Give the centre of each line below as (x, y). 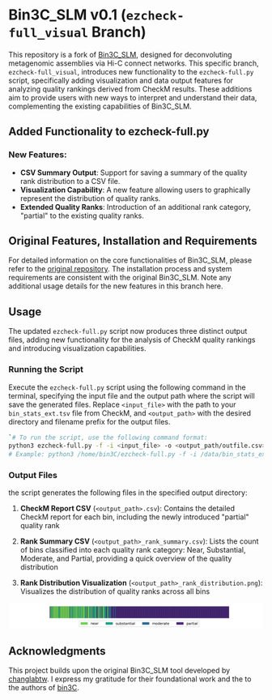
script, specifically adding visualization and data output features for (121, 80)
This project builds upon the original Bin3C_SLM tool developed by (119, 671)
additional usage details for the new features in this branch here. (116, 286)
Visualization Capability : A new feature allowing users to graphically (135, 190)
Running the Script (46, 369)
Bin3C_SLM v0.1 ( (68, 15)
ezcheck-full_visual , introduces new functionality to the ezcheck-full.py (131, 71)
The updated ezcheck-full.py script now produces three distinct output (128, 331)
